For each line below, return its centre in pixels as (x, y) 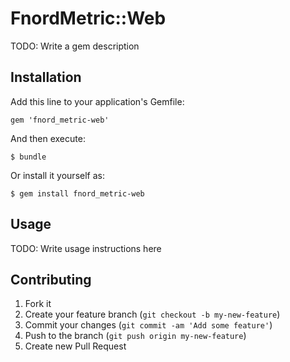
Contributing (51, 279)
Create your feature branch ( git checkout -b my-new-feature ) (152, 314)
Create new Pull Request (75, 346)
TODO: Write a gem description (75, 46)
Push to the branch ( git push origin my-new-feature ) (135, 336)
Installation (46, 77)
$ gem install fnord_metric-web (77, 193)
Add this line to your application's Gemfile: (97, 101)
